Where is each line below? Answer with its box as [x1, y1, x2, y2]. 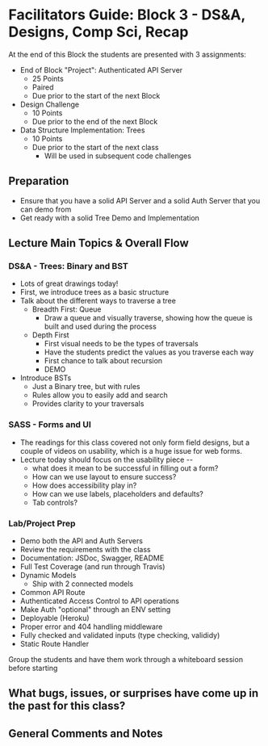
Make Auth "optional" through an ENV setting [19, 605, 171, 614]
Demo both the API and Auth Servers [19, 536, 144, 546]
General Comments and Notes [8, 727, 163, 740]
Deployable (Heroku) [19, 614, 90, 623]
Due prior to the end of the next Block [31, 116, 158, 126]
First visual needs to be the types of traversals [44, 339, 199, 349]
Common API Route [19, 588, 86, 597]
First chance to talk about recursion [44, 356, 163, 366]
